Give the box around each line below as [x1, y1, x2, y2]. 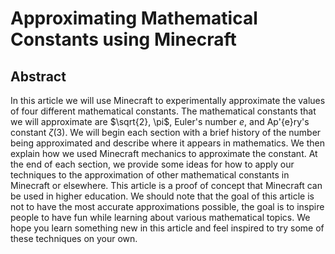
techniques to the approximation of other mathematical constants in [10, 169, 290, 181]
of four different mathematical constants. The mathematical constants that [10, 105, 317, 117]
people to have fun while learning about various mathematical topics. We [10, 212, 311, 223]
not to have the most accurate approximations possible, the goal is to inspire [10, 201, 325, 212]
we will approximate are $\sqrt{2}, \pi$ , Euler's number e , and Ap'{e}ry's [10, 116, 310, 127]
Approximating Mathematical [10, 7, 258, 30]
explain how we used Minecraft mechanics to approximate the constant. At [10, 148, 318, 159]
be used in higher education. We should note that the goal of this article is [10, 190, 315, 202]
